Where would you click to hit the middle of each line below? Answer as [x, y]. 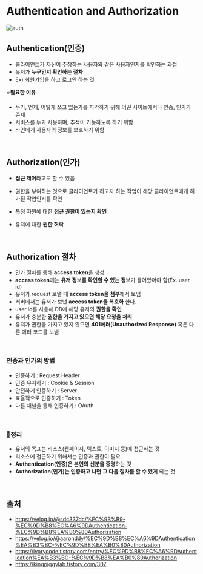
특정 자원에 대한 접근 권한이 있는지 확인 [61, 211]
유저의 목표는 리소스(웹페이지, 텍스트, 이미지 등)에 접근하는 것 [87, 449]
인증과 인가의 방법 [31, 361]
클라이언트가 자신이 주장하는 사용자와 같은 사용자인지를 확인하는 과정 [96, 64]
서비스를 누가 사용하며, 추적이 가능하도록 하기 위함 [74, 122]
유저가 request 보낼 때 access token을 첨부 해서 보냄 [78, 294]
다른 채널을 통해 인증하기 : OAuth [54, 405]
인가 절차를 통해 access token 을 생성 [60, 272]
